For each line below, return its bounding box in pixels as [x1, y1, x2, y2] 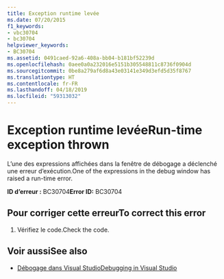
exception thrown [7, 137, 110, 153]
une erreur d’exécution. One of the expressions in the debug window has [7, 167, 211, 175]
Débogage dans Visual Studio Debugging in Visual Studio [16, 263, 177, 271]
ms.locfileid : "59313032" [7, 93, 81, 100]
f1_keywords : [7, 23, 45, 29]
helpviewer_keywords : [7, 42, 69, 49]
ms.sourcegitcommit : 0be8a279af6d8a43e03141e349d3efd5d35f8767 [7, 67, 192, 74]
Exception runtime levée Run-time [7, 123, 203, 138]
